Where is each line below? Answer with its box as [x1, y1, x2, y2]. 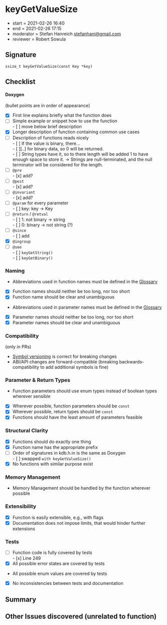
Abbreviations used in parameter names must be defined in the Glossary [12, 304, 162, 310]
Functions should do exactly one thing [12, 439, 91, 445]
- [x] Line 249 [12, 555, 41, 561]
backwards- [119, 358, 144, 364]
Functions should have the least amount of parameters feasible [12, 414, 142, 421]
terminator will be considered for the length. [12, 161, 103, 167]
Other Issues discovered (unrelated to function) [5, 612, 156, 620]
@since [12, 228, 26, 233]
